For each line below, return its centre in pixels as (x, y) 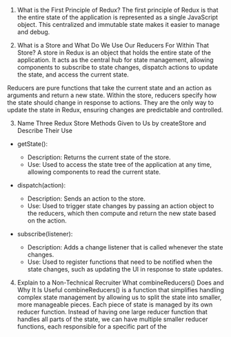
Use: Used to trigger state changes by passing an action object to (121, 206)
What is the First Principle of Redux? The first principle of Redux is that (118, 10)
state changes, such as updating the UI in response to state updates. (125, 269)
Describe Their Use (44, 131)
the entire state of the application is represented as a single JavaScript (118, 17)
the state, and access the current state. (73, 74)
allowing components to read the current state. (94, 172)
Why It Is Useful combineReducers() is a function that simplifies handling (120, 290)
